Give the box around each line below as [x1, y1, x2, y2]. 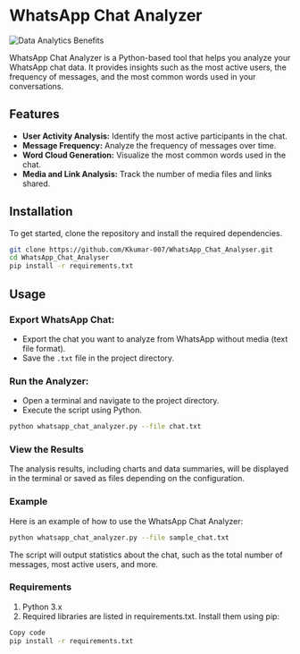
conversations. [9, 81, 64, 91]
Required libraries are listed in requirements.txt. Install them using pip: [21, 610, 279, 622]
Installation [9, 204, 73, 219]
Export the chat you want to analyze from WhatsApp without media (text [21, 333, 288, 344]
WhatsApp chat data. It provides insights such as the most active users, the [9, 62, 287, 72]
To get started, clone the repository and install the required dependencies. [9, 227, 283, 238]
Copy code [9, 628, 46, 637]
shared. [21, 178, 51, 189]
